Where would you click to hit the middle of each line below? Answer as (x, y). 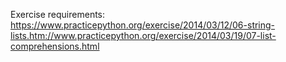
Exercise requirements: (58, 14)
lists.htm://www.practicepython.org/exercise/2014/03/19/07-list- (143, 35)
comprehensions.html (55, 46)
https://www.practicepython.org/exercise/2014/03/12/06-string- (143, 25)
